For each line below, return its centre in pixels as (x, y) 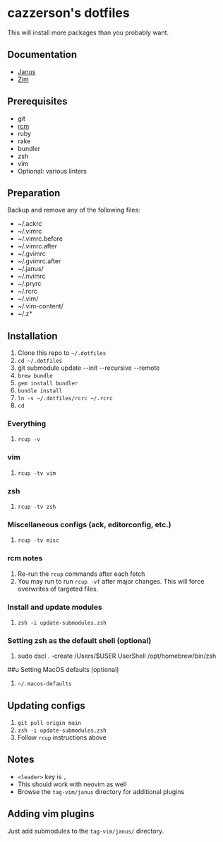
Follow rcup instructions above (62, 738)
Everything (27, 423)
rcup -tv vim (37, 473)
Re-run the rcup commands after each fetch (81, 574)
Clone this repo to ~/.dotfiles (62, 353)
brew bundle (35, 376)
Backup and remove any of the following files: (74, 210)
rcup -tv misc (38, 541)
